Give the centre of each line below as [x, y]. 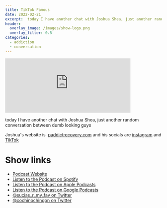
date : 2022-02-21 [23, 14]
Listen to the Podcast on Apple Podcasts [54, 184]
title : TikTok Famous [28, 10]
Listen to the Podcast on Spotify [45, 179]
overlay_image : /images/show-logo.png [50, 28]
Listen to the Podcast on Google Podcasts [55, 190]
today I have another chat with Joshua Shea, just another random [72, 119]
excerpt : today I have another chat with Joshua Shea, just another [79, 19]
